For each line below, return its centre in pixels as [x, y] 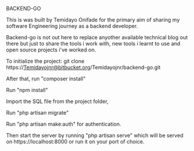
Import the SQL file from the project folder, [57, 101]
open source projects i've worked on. [51, 50]
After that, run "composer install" [46, 79]
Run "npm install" [27, 90]
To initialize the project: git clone [45, 61]
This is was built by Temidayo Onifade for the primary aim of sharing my [93, 20]
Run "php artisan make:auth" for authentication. [64, 124]
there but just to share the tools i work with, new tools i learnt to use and [93, 44]
